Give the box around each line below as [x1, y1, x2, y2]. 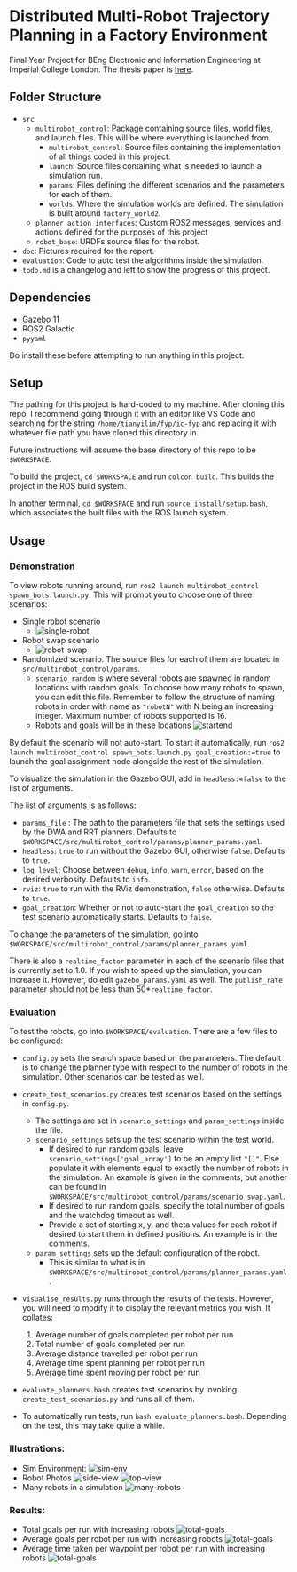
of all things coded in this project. [48, 151, 171, 162]
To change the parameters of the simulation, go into [9, 929, 199, 939]
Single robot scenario [21, 616, 101, 627]
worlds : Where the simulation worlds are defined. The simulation [48, 198, 284, 209]
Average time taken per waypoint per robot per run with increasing [21, 1543, 266, 1553]
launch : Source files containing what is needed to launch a [48, 160, 262, 171]
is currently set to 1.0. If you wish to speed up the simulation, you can [9, 965, 262, 976]
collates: [21, 1313, 53, 1323]
